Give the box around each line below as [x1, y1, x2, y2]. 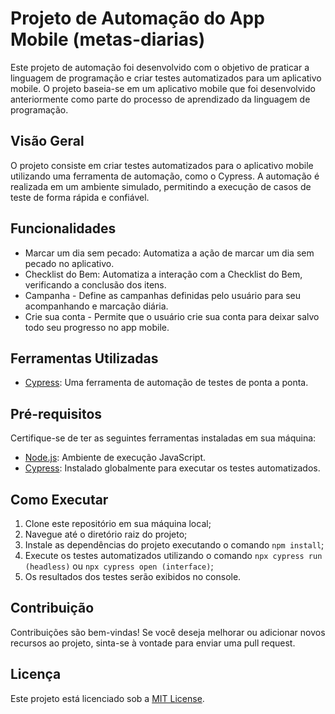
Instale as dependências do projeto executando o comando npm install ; [24, 539, 325, 551]
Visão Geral [10, 133, 85, 150]
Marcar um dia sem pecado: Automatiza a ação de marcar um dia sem [24, 247, 315, 259]
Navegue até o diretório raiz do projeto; [24, 528, 188, 540]
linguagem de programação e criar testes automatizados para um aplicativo [10, 72, 322, 84]
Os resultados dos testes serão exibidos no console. [24, 571, 242, 582]
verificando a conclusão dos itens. [24, 278, 167, 291]
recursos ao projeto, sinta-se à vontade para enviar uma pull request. [10, 637, 296, 649]
